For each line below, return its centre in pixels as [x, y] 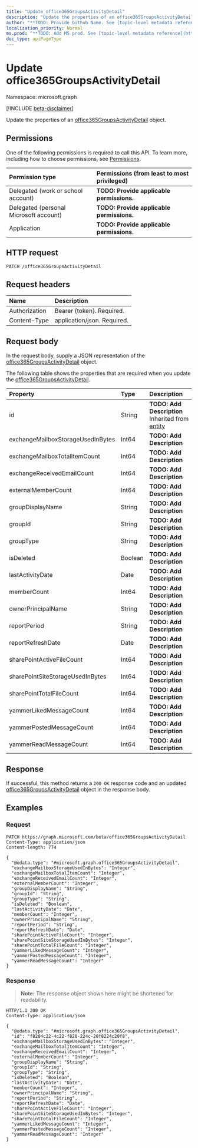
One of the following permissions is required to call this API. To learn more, [97, 152]
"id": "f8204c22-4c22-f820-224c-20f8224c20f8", [71, 1036]
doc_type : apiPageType [34, 39]
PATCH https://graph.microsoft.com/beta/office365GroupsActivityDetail [96, 837]
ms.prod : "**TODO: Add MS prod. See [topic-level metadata [80, 34]
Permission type [33, 177]
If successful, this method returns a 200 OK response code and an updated [96, 783]
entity [157, 426]
